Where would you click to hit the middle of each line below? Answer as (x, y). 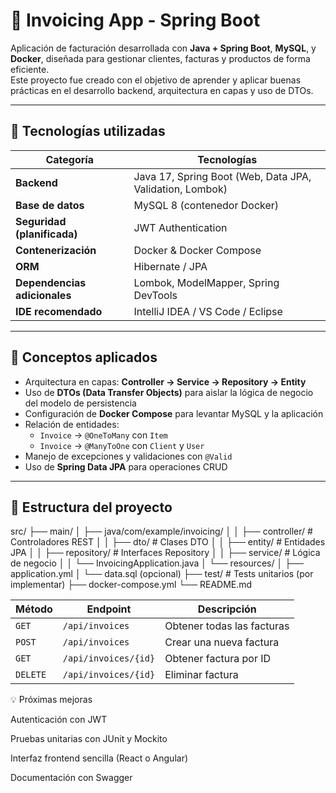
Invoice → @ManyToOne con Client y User (122, 445)
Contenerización (56, 250)
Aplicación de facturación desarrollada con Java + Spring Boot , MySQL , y (163, 48)
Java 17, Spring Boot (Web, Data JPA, (222, 176)
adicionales (43, 295)
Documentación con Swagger (71, 778)
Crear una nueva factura (222, 642)
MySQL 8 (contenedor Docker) (206, 205)
